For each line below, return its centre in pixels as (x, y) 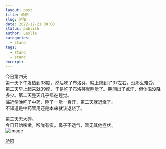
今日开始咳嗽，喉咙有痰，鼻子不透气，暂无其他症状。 (61, 125)
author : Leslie (21, 33)
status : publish (22, 29)
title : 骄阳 (17, 15)
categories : (18, 38)
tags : (11, 47)
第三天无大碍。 (21, 119)
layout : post (19, 10)
